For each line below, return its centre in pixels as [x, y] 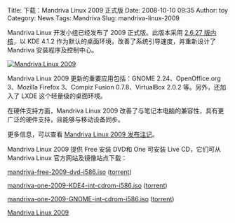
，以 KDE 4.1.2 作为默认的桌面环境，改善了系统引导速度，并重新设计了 [115, 41]
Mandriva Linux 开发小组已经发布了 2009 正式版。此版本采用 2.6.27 [105, 33]
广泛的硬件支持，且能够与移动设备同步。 [66, 120]
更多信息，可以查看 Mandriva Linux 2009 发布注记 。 [83, 134]
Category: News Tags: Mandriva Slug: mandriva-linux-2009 [94, 18]
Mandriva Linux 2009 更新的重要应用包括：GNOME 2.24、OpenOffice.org [114, 78]
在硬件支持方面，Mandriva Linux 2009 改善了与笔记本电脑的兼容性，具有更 [116, 111]
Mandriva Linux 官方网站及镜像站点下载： [67, 158]
